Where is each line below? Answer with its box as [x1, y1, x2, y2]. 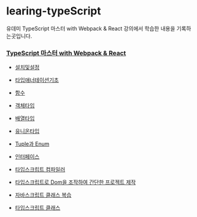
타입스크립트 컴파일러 [14, 166, 65, 173]
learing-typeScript [6, 4, 102, 18]
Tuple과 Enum [14, 140, 50, 148]
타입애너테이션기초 [14, 76, 59, 84]
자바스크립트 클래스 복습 [14, 191, 72, 199]
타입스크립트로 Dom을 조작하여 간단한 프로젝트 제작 [14, 179, 136, 186]
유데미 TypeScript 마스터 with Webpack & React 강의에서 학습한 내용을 [6, 25, 175, 32]
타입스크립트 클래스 [14, 204, 61, 212]
